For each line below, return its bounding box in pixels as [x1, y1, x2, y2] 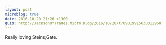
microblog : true [5, 12, 39, 17]
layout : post [5, 7, 32, 12]
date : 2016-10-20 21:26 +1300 [5, 16, 68, 21]
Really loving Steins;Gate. [5, 34, 57, 40]
